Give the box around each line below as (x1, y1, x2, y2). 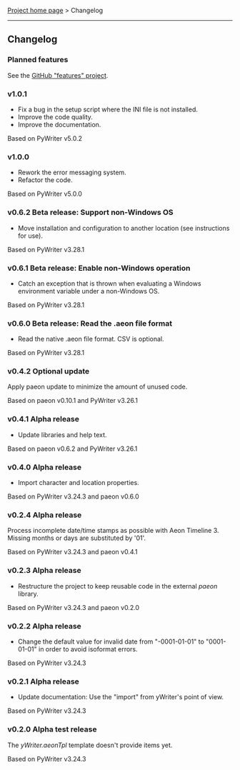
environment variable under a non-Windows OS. (17, 286, 160, 295)
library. (17, 589, 39, 598)
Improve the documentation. (17, 120, 101, 129)
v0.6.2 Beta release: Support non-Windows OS (7, 207, 174, 217)
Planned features (7, 55, 69, 65)
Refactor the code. (17, 176, 73, 184)
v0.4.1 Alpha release (7, 414, 80, 424)
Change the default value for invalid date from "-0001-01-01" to (17, 637, 205, 646)
